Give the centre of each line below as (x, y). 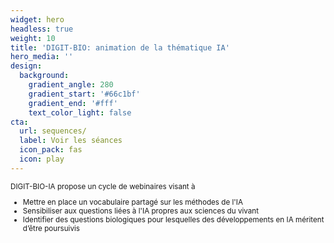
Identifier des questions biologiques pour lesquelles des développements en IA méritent (173, 220)
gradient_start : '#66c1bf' (84, 94)
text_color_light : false (80, 112)
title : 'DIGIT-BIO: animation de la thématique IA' (120, 47)
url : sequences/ (53, 131)
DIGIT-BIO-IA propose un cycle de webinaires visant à (103, 186)
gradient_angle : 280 (71, 85)
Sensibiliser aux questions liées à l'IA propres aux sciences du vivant (141, 211)
